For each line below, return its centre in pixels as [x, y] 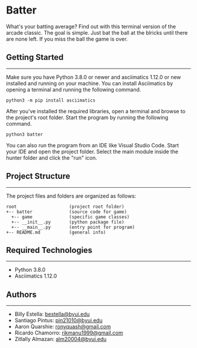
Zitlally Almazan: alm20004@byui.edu [60, 339]
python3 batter [25, 134]
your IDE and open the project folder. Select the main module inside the [92, 151]
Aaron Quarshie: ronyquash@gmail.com [63, 327]
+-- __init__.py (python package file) [68, 222]
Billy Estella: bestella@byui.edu [52, 314]
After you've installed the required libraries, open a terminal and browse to [96, 111]
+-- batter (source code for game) [67, 212]
